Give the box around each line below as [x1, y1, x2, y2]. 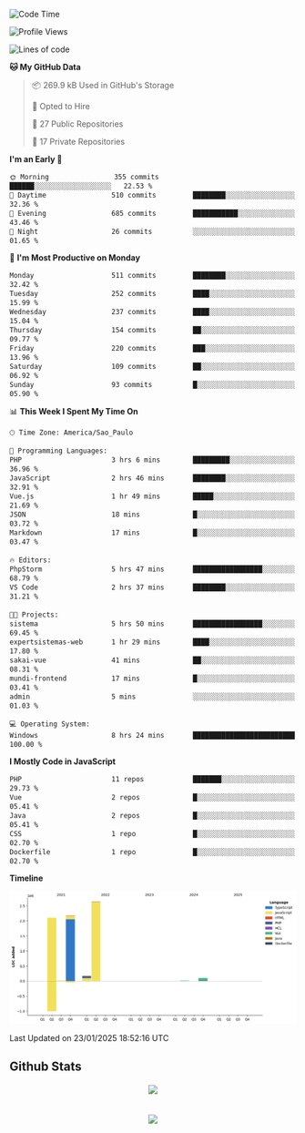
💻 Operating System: [9, 720, 91, 729]
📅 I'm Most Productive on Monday [9, 252, 141, 263]
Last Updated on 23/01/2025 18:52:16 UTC [9, 1032, 169, 1043]
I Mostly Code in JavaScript [9, 756, 117, 767]
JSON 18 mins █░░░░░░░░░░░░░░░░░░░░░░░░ [9, 510, 296, 519]
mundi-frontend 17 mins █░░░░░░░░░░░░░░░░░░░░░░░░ [9, 674, 296, 683]
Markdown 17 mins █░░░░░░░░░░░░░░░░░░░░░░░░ [9, 528, 296, 537]
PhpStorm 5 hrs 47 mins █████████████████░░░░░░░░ [9, 565, 296, 574]
